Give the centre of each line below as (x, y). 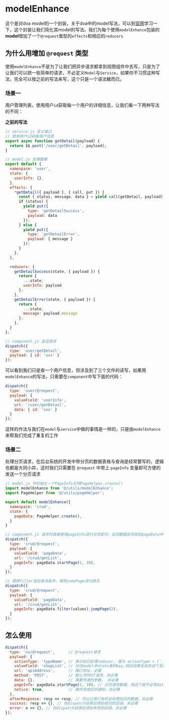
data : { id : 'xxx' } (36, 410)
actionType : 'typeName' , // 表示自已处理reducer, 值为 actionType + (84, 661)
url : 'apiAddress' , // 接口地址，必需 (58, 671)
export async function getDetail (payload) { (53, 141)
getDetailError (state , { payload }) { (55, 299)
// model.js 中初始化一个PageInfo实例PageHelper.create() (64, 484)
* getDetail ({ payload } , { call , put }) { (59, 192)
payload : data (42, 215)
